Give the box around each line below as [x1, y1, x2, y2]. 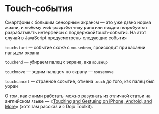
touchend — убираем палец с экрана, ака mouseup [5, 59, 108, 65]
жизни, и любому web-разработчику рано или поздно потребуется [5, 24, 147, 30]
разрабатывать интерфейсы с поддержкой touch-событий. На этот [5, 29, 147, 35]
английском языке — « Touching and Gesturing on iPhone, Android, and [5, 98, 152, 104]
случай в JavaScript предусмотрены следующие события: [5, 35, 128, 41]
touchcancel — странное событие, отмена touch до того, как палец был [5, 78, 155, 84]
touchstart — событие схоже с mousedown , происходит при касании [5, 44, 146, 50]
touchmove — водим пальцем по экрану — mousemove [5, 68, 114, 74]
